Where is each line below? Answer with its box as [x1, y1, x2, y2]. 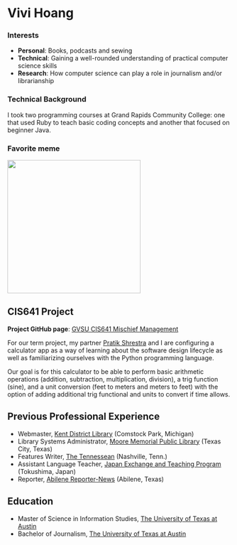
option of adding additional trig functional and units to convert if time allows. [7, 389, 231, 399]
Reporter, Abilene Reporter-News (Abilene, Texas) [17, 475, 165, 483]
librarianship [17, 77, 55, 85]
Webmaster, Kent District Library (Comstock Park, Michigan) [17, 429, 194, 438]
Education [7, 495, 54, 507]
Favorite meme [7, 144, 60, 153]
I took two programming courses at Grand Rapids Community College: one [7, 110, 226, 119]
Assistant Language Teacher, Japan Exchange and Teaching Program [17, 460, 221, 468]
